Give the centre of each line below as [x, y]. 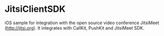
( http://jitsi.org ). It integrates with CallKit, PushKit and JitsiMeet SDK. [75, 28]
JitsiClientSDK [35, 9]
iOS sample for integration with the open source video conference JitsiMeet [82, 23]
